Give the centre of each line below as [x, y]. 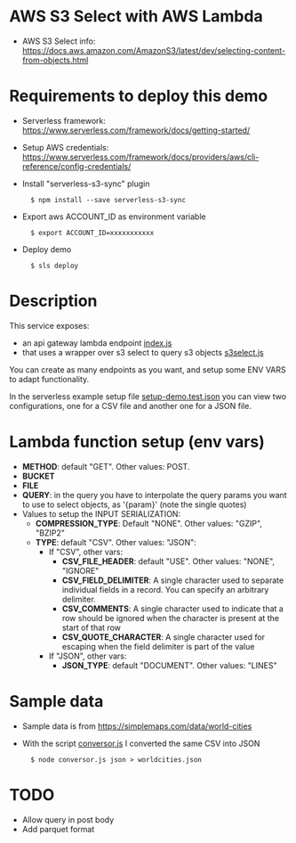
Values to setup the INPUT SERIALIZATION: [101, 513]
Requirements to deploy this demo [139, 96]
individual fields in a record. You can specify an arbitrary [165, 589]
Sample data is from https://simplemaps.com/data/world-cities [137, 726]
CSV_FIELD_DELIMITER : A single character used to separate [173, 580]
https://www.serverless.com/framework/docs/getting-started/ [136, 130]
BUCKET [38, 476]
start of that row [92, 627]
